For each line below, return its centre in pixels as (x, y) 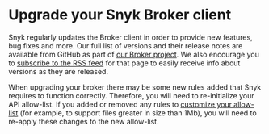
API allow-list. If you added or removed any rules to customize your (120, 104)
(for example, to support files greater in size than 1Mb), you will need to (138, 113)
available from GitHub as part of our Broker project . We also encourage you (134, 54)
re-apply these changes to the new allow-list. (84, 121)
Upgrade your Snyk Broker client (120, 15)
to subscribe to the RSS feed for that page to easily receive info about (124, 63)
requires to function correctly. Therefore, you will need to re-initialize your (131, 95)
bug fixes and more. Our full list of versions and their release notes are (126, 45)
